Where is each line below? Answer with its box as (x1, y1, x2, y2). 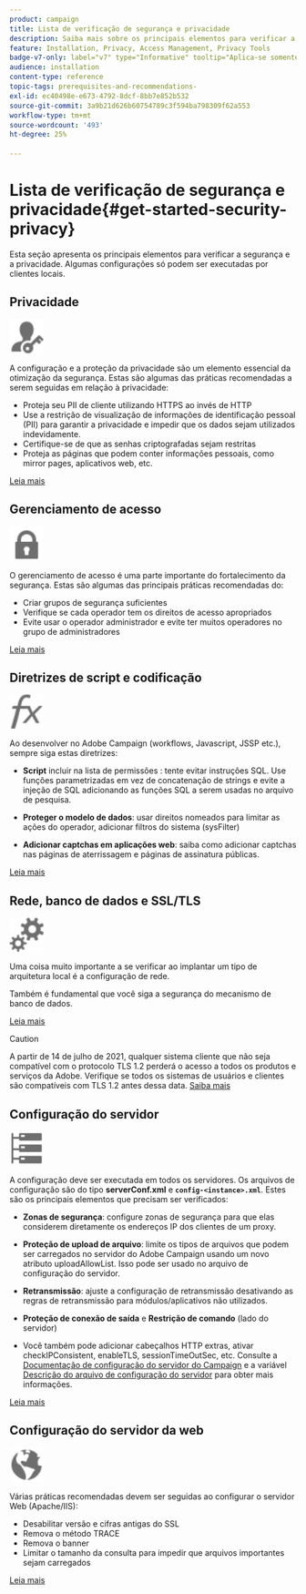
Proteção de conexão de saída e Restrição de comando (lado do (22, 1313, 269, 1323)
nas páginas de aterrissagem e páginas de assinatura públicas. (22, 849, 260, 860)
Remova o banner (22, 1538, 89, 1548)
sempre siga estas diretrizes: (9, 748, 118, 759)
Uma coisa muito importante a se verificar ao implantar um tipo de (9, 961, 258, 972)
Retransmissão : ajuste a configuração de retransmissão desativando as (22, 1285, 294, 1296)
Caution (9, 1034, 39, 1045)
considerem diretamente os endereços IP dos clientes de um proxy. (22, 1221, 276, 1231)
